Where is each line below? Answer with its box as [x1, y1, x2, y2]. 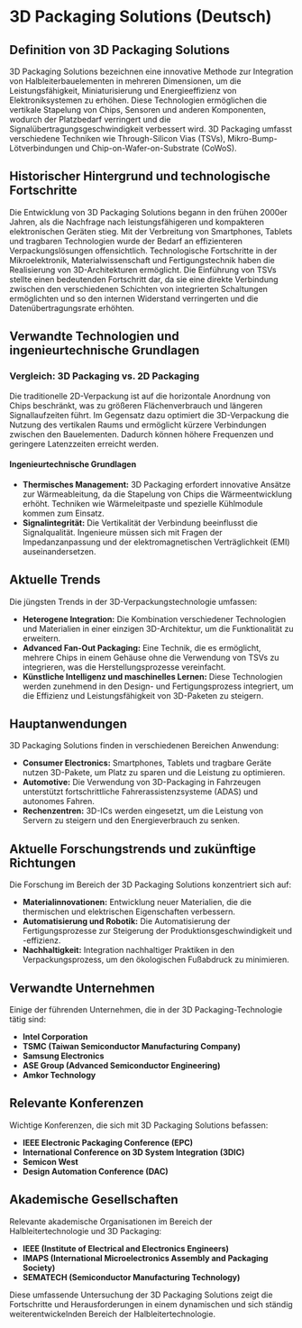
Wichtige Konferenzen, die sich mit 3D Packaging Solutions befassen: [9, 1120, 269, 1131]
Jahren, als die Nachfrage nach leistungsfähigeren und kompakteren [9, 216, 264, 227]
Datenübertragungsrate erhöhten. [9, 302, 135, 313]
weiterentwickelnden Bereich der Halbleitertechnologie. [9, 1308, 216, 1319]
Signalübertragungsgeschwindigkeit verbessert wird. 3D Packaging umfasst [9, 124, 293, 134]
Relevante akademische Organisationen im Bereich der [9, 1215, 214, 1227]
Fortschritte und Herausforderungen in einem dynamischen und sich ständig [9, 1298, 293, 1309]
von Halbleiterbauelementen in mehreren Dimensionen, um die [9, 76, 242, 87]
